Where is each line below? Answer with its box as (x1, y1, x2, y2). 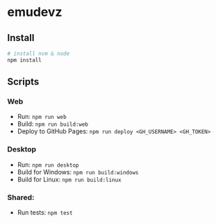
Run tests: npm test (17, 208, 73, 217)
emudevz (7, 4, 63, 20)
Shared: (7, 192, 35, 202)
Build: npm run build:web (17, 119, 89, 129)
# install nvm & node (7, 50, 70, 57)
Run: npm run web (17, 113, 67, 121)
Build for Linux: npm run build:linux (17, 175, 122, 183)
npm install (7, 56, 42, 63)
